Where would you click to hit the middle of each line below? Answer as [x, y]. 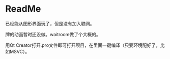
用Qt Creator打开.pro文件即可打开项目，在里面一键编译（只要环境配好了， [83, 45]
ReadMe [23, 9]
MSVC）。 [20, 51]
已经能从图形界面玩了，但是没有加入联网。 [50, 23]
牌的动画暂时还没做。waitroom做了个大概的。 [53, 34]
